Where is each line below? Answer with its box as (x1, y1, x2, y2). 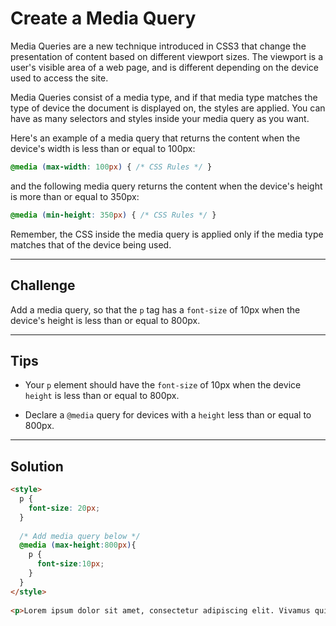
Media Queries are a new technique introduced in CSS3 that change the (10, 40, 307, 52)
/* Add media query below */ (19, 531, 141, 541)
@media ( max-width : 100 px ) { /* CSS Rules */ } (10, 162, 213, 172)
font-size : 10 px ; (36, 559, 105, 569)
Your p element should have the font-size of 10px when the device (24, 379, 302, 391)
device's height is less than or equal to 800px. (10, 314, 201, 326)
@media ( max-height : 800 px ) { (19, 540, 137, 551)
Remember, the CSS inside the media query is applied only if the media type (10, 228, 324, 240)
